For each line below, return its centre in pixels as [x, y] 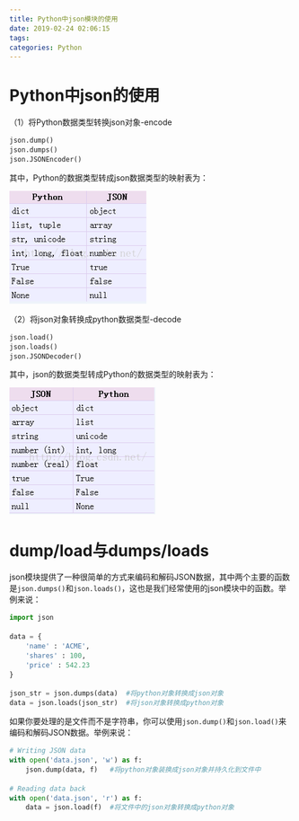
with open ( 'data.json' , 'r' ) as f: [76, 798]
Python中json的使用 [84, 96]
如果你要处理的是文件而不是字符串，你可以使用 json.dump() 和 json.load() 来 [148, 721]
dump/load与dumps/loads [109, 550]
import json [31, 618]
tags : [19, 38]
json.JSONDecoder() [46, 356]
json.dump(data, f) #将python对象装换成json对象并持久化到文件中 [143, 769]
